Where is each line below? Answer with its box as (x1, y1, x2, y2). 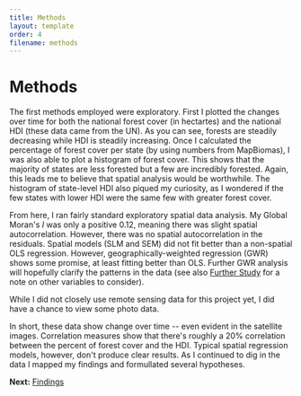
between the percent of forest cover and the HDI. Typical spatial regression (9, 340, 288, 351)
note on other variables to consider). (9, 277, 145, 287)
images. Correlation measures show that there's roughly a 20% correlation (9, 330, 286, 341)
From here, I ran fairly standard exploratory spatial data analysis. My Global (9, 210, 288, 221)
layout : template (9, 22, 75, 31)
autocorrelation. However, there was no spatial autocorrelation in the (9, 229, 263, 240)
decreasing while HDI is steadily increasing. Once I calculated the (9, 136, 252, 146)
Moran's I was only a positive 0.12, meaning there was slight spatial (9, 219, 258, 230)
